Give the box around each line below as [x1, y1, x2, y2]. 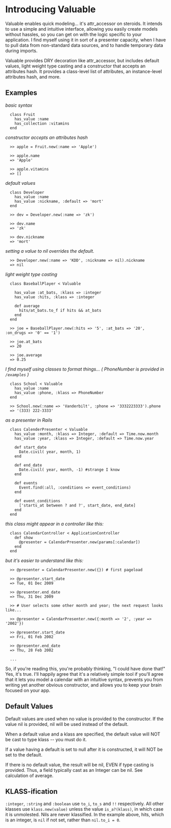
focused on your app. [5, 687, 51, 693]
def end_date [14, 462, 42, 468]
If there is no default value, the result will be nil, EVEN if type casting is [5, 762, 154, 768]
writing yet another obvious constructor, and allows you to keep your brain [5, 681, 162, 688]
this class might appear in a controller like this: [5, 521, 104, 527]
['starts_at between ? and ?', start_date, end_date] [18, 503, 136, 508]
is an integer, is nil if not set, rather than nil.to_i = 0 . [5, 817, 121, 823]
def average [14, 303, 40, 308]
